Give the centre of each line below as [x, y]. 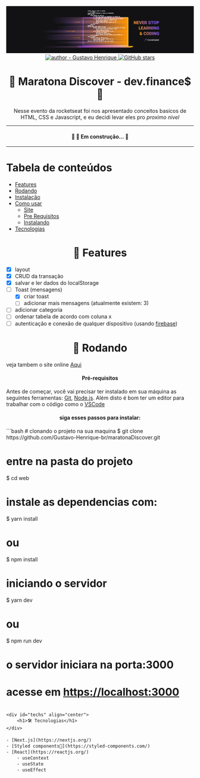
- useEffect [32, 770]
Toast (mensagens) [38, 290]
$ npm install [22, 559]
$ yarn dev [19, 600]
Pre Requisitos [41, 216]
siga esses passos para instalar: [100, 418]
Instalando [37, 223]
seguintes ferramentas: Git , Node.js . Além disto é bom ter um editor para [95, 398]
